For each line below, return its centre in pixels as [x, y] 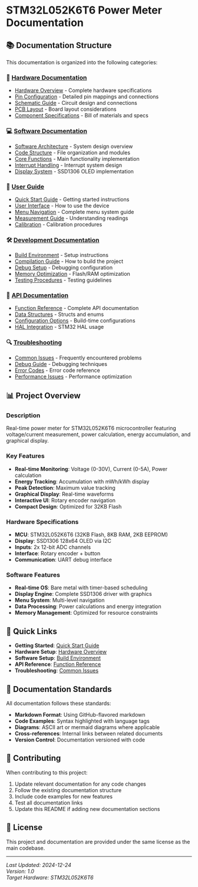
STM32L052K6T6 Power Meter [84, 10]
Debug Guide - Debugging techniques [61, 364]
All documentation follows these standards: [59, 703]
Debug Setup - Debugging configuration [64, 268]
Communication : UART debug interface [63, 560]
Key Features [26, 456]
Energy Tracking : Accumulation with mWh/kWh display [82, 482]
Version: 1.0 [20, 871]
